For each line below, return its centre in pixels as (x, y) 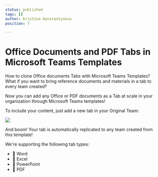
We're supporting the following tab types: (47, 144)
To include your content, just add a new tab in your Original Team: (72, 111)
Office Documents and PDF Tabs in (78, 52)
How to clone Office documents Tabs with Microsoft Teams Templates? (78, 76)
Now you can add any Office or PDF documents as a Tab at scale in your (79, 96)
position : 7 (17, 23)
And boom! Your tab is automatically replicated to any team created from (79, 130)
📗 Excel (20, 159)
